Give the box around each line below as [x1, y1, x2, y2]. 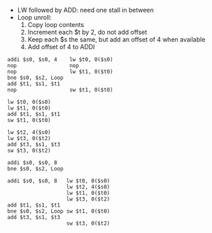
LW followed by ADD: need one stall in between [17, 6, 154, 14]
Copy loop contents [27, 21, 85, 28]
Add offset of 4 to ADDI [27, 43, 95, 51]
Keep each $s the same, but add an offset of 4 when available [27, 35, 206, 44]
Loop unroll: [17, 13, 52, 21]
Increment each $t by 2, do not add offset [27, 28, 147, 36]
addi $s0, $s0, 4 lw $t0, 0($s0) [7, 56, 113, 63]
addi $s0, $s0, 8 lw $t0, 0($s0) [7, 178, 111, 184]
